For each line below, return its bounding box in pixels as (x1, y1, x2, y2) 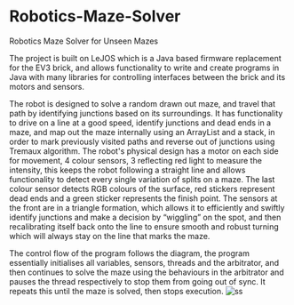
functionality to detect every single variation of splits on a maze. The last (9, 173, 275, 184)
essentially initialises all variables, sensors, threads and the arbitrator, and (9, 257, 280, 268)
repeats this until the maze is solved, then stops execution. (9, 285, 224, 296)
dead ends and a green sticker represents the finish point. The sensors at (9, 193, 278, 204)
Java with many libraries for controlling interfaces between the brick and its (9, 71, 286, 82)
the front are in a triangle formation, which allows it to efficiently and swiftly (9, 202, 285, 213)
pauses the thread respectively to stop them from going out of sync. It (9, 276, 266, 286)
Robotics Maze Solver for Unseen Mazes (9, 36, 158, 46)
